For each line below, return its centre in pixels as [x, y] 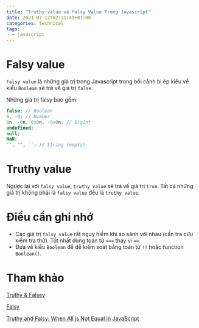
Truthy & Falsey [26, 295]
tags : [13, 29]
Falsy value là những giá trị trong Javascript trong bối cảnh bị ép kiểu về [98, 82]
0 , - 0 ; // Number [28, 116]
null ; [13, 134]
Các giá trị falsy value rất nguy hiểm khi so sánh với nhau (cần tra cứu [104, 234]
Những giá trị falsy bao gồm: [42, 100]
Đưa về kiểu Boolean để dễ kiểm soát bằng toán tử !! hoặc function [99, 247]
